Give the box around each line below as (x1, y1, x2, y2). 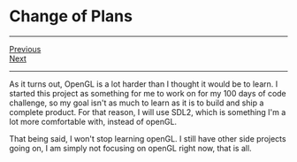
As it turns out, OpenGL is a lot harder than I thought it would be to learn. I (9, 78, 278, 89)
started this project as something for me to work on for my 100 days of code (9, 88, 287, 98)
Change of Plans (9, 6, 133, 27)
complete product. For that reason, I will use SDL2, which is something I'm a (9, 106, 286, 117)
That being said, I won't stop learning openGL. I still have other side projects (9, 133, 286, 143)
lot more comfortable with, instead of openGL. (9, 116, 178, 127)
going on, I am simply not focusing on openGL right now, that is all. (9, 143, 252, 153)
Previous (9, 43, 42, 54)
